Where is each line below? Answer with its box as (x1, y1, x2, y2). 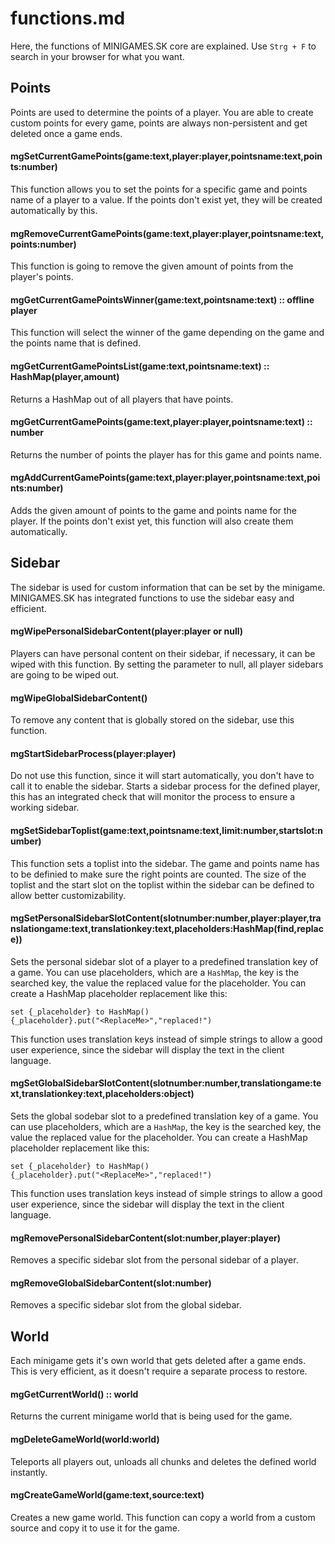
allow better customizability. (10, 889, 126, 901)
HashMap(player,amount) (10, 370, 120, 382)
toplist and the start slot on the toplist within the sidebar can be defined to (10, 878, 315, 891)
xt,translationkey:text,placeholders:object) (10, 1088, 195, 1100)
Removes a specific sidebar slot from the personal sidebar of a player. (10, 1254, 299, 1266)
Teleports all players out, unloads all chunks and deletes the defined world (10, 1455, 317, 1467)
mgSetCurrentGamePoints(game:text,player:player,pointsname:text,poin (10, 150, 323, 162)
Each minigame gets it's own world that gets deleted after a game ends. (10, 1355, 307, 1367)
